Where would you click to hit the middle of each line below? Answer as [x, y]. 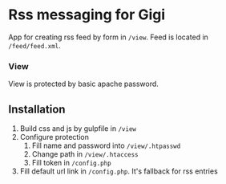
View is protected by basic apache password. [83, 84]
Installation [37, 109]
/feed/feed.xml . [35, 45]
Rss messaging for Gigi [87, 15]
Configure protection [54, 137]
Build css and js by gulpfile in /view [78, 129]
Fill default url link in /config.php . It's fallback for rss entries [119, 171]
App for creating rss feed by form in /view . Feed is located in [108, 37]
